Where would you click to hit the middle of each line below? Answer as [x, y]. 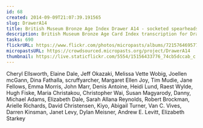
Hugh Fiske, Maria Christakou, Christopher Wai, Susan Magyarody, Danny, [99, 93]
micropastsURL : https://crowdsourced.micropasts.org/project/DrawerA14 [98, 51]
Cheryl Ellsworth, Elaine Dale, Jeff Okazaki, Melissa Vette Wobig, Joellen [97, 73]
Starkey [16, 118]
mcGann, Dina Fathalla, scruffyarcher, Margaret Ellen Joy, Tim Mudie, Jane [99, 80]
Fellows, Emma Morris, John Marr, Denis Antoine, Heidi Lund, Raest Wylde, [100, 86]
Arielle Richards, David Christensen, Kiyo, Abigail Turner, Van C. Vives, [94, 105]
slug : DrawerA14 [27, 23]
